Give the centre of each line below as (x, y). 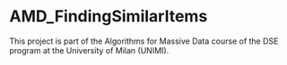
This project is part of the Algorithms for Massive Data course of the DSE (144, 41)
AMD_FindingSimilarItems (109, 16)
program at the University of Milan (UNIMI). (89, 50)
